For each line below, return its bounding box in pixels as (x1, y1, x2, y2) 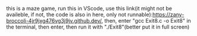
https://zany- (152, 11, 185, 18)
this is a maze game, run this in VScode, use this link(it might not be (6, 5, 173, 12)
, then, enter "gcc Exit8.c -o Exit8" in (101, 17, 192, 24)
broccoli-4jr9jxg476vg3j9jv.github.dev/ (6, 17, 102, 24)
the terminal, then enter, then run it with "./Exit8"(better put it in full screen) (6, 23, 190, 30)
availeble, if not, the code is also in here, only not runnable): (6, 11, 153, 18)
